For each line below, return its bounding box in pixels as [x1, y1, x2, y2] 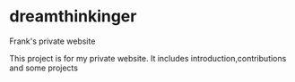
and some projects [9, 62, 79, 73]
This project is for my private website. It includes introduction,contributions [9, 53, 287, 63]
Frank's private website [9, 36, 96, 46]
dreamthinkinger [9, 6, 137, 27]
